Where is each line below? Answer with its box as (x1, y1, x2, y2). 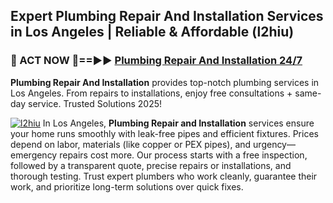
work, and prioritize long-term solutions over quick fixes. (10, 180, 244, 193)
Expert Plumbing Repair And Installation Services (10, 8, 324, 25)
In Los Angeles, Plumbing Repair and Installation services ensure (42, 117, 315, 129)
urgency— (253, 138, 296, 150)
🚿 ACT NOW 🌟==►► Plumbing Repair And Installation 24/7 (10, 54, 303, 68)
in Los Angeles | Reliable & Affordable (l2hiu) (10, 24, 295, 41)
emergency (10, 149, 58, 161)
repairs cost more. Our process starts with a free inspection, (59, 149, 308, 161)
